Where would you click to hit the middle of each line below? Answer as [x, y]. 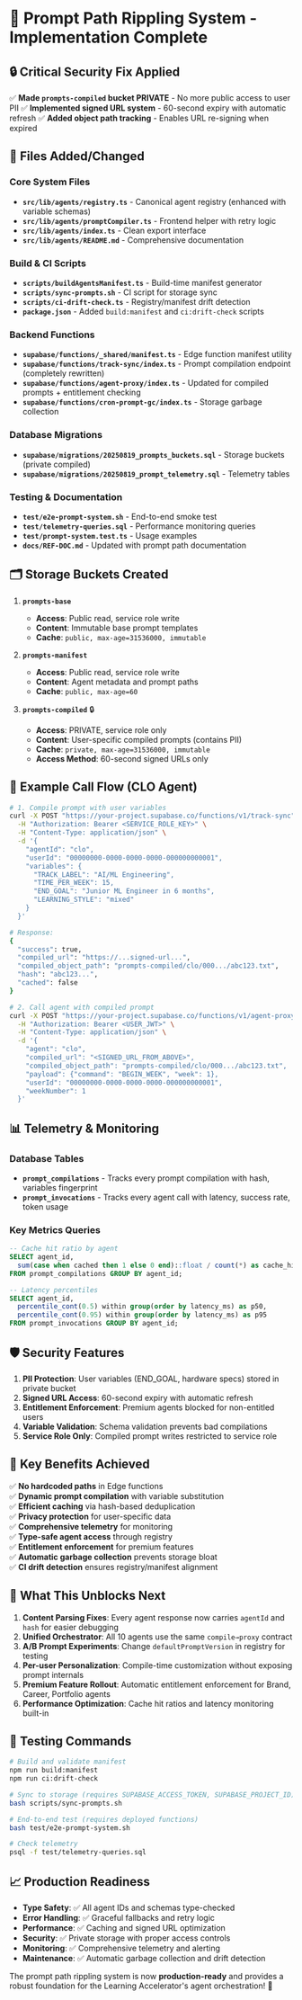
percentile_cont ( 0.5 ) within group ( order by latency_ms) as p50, [142, 1307]
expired [23, 128]
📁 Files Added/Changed [77, 156]
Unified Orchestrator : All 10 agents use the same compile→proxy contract [157, 1637]
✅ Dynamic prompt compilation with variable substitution [117, 1496]
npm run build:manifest [54, 1771]
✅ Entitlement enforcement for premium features [102, 1547]
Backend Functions [53, 335]
